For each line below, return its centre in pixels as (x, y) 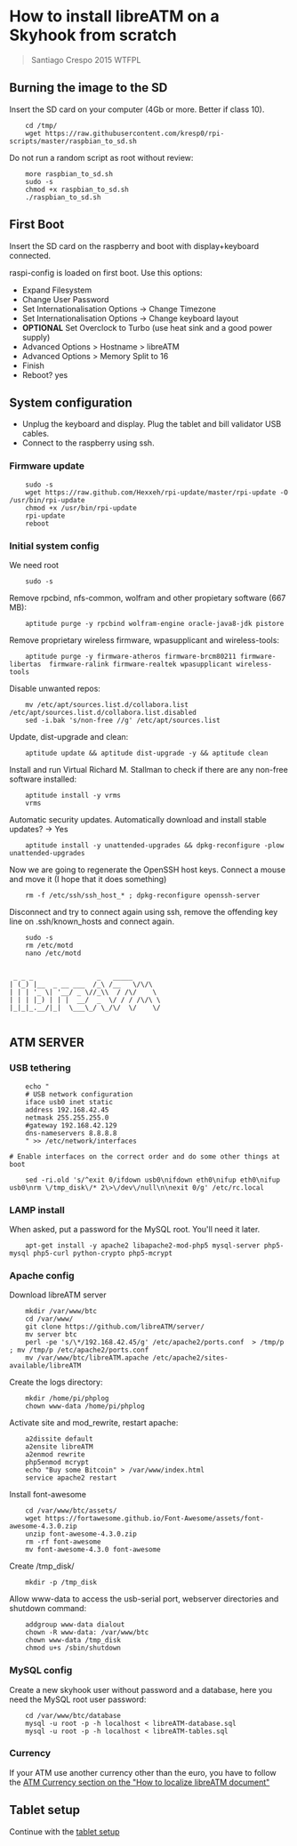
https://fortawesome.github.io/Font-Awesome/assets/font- (155, 1519)
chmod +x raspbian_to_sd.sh (77, 189)
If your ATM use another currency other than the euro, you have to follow (143, 1772)
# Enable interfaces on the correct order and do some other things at (144, 1156)
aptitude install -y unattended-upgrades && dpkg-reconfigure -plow (155, 845)
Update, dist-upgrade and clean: (69, 736)
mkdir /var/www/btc (61, 1312)
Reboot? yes (45, 374)
